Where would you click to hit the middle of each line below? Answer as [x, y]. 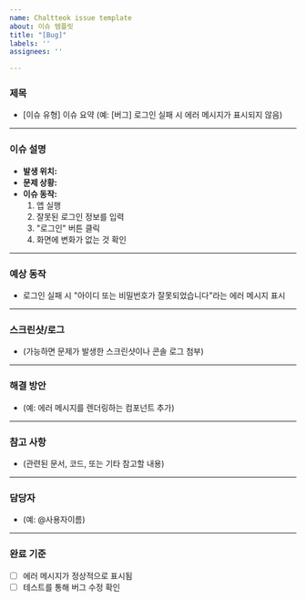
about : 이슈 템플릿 [41, 26]
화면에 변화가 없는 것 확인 [82, 239]
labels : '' [30, 43]
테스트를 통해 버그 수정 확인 [71, 587]
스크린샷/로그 [37, 329]
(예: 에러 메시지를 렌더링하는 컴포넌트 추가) [98, 408]
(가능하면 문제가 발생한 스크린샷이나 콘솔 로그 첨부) [113, 351]
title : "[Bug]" [38, 35]
